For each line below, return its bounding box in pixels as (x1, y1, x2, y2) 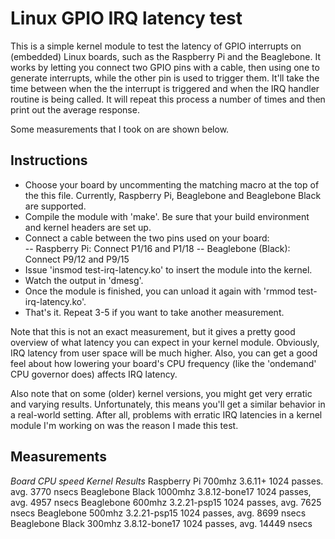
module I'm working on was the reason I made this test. (10, 419, 239, 431)
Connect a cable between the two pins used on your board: (24, 232, 270, 244)
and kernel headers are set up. (24, 221, 152, 233)
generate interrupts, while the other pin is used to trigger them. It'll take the (10, 72, 320, 84)
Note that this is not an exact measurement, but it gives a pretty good (10, 325, 296, 337)
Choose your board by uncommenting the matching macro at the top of (24, 178, 320, 191)
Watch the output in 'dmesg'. (24, 274, 144, 286)
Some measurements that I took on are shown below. (10, 123, 230, 135)
